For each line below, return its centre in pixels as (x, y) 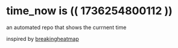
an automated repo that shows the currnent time (66, 27)
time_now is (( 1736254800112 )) (90, 11)
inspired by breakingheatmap (43, 39)
